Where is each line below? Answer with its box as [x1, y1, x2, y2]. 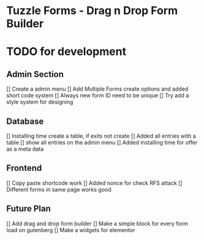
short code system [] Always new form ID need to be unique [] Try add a [6, 92, 189, 99]
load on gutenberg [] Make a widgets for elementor [6, 226, 135, 233]
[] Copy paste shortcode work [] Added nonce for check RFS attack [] [6, 179, 183, 187]
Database [6, 116, 44, 126]
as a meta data [6, 145, 44, 152]
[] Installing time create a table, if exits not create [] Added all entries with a [6, 132, 196, 140]
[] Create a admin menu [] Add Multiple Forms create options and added [6, 85, 189, 92]
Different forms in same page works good [6, 186, 111, 193]
